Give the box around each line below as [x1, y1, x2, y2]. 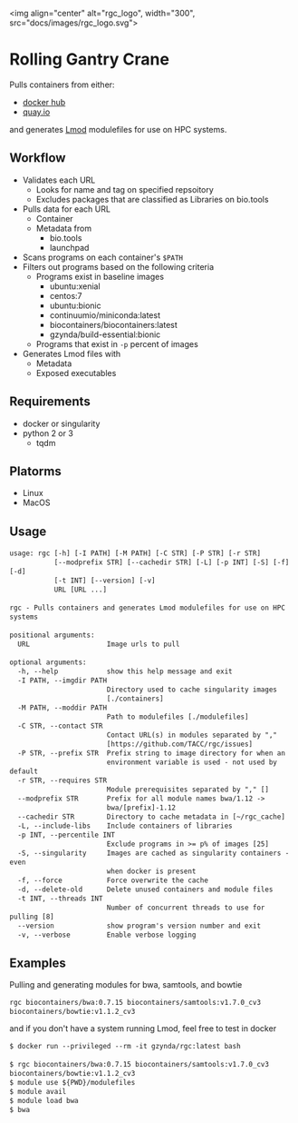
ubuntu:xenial [49, 281, 101, 292]
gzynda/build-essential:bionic [49, 329, 161, 340]
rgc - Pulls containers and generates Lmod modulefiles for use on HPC [9, 603, 285, 612]
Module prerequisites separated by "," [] [106, 785, 270, 794]
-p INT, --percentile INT [17, 830, 116, 840]
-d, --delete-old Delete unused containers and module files [17, 885, 274, 894]
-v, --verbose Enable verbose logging [17, 930, 197, 939]
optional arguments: [9, 658, 88, 667]
